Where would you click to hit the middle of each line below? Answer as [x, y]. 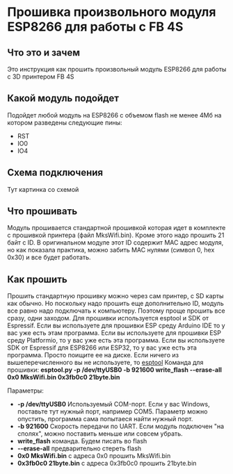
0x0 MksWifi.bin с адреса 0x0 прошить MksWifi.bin [94, 456]
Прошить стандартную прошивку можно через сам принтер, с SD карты [115, 296]
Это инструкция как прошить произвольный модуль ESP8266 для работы [117, 69]
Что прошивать [42, 212]
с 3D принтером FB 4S [41, 76]
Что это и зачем [43, 52]
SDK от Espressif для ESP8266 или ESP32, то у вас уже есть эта [102, 348]
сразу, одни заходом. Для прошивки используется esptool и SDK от [108, 318]
